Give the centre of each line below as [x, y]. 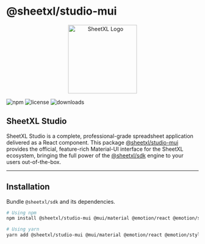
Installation [28, 187]
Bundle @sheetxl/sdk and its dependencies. [61, 201]
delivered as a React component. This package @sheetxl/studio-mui [92, 142]
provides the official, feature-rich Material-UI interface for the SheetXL [95, 149]
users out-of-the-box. [34, 162]
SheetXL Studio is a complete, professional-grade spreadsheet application [100, 136]
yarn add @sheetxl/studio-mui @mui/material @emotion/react [85, 235]
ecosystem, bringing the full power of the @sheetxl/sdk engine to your [95, 155]
